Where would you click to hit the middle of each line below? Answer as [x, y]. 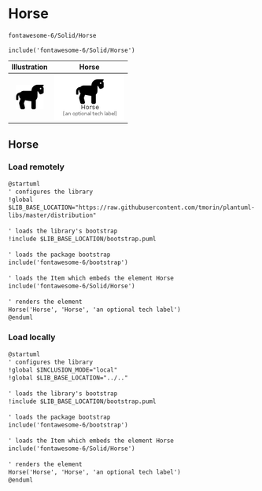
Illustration [30, 67]
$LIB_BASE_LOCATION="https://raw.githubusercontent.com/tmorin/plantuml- [132, 207]
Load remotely [37, 167]
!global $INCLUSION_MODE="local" [63, 370]
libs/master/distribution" [52, 215]
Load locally [32, 337]
